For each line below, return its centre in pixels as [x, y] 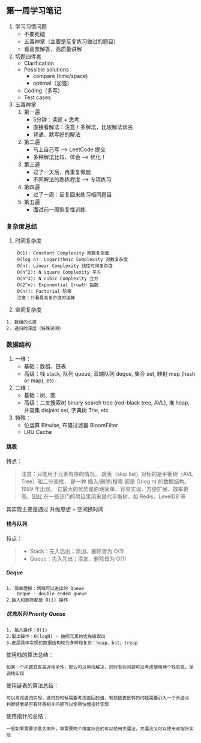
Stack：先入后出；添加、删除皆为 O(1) [77, 551]
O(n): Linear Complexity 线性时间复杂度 [65, 266]
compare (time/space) [60, 76]
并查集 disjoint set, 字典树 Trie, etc [66, 411]
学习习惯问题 [31, 26]
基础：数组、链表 [45, 366]
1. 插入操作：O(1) [27, 630]
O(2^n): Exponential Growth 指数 [58, 285]
